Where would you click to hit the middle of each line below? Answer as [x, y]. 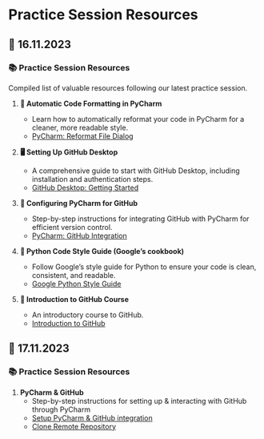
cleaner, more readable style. [80, 127]
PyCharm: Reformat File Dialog [82, 136]
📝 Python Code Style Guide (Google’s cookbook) [102, 251]
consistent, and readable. [74, 275]
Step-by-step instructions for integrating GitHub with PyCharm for [140, 219]
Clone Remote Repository [74, 426]
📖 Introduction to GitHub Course [74, 299]
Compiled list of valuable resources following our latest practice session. [128, 88]
